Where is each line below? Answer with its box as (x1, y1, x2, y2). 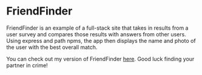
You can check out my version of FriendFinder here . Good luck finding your (6, 55, 195, 62)
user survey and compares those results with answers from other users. (6, 30, 186, 37)
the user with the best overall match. (6, 44, 98, 51)
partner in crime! (6, 62, 49, 69)
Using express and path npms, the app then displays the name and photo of (6, 37, 196, 44)
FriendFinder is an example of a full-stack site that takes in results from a (6, 24, 189, 31)
